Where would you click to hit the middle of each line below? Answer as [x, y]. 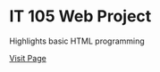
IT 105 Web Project [80, 16]
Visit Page [28, 58]
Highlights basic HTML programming [77, 41]
